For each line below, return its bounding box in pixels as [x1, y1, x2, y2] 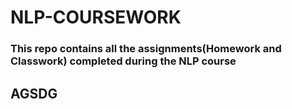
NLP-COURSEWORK [10, 6, 182, 29]
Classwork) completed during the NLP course [10, 54, 237, 68]
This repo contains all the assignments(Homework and [10, 42, 282, 56]
